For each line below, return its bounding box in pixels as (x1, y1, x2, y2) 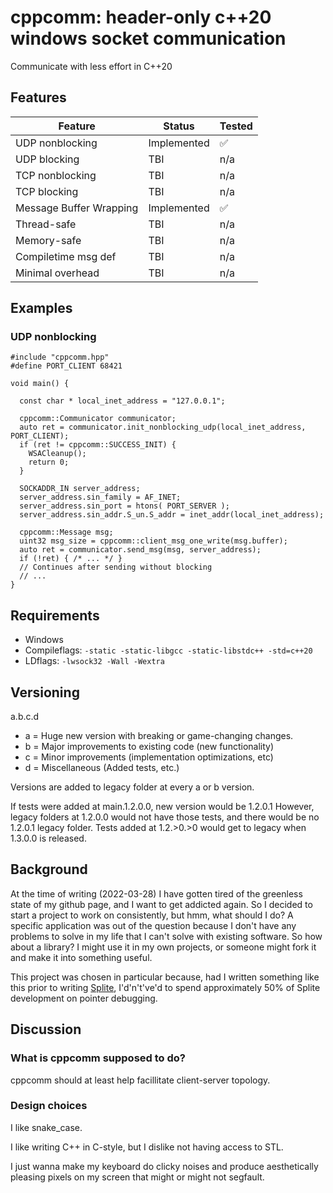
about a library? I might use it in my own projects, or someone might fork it (10, 941, 317, 953)
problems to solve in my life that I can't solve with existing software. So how (10, 930, 323, 942)
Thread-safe (15, 217, 77, 231)
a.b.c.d (10, 711, 40, 723)
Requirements (10, 607, 100, 624)
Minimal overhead (15, 266, 100, 280)
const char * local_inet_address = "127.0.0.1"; (19, 396, 226, 406)
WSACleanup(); (28, 449, 87, 459)
